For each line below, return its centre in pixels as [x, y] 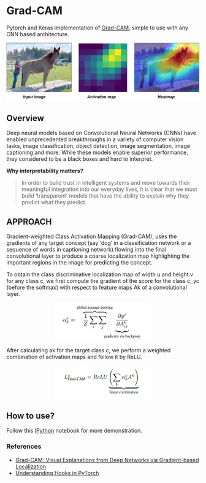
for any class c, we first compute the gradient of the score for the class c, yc [103, 281]
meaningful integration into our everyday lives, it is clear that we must [109, 189]
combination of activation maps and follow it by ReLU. [74, 357]
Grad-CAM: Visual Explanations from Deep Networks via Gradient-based [107, 460]
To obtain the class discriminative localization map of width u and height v [100, 274]
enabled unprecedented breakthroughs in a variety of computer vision [95, 139]
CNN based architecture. [38, 34]
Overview [25, 118]
